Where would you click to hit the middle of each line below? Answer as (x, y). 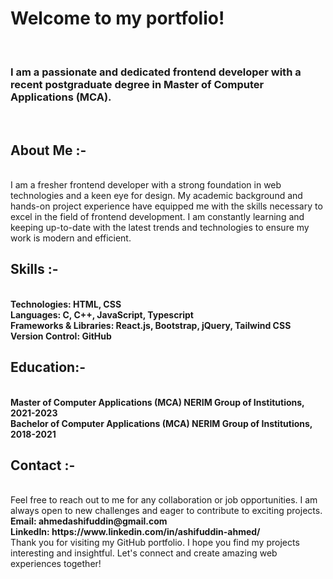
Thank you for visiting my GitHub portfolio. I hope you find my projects (155, 543)
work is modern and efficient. (71, 238)
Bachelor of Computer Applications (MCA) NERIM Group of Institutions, (161, 423)
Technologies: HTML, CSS (66, 304)
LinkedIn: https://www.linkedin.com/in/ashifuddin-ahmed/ (135, 532)
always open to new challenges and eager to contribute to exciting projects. (166, 511)
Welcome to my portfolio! (117, 18)
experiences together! (56, 564)
